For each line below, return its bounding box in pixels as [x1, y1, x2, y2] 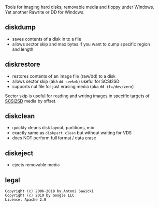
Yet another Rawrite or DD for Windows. [5, 9, 85, 15]
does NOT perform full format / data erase [12, 135, 97, 141]
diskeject [5, 149, 34, 157]
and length [12, 46, 34, 52]
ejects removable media [12, 162, 60, 168]
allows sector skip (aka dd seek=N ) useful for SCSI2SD [12, 78, 120, 84]
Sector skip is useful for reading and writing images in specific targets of [5, 93, 150, 99]
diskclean [5, 112, 35, 120]
